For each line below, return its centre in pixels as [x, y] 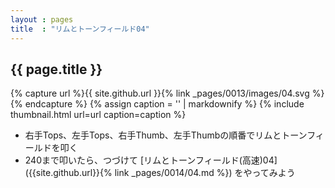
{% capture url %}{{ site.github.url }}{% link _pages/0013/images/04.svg [160, 93]
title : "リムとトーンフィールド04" [80, 29]
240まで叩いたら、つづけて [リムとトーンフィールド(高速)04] [151, 160]
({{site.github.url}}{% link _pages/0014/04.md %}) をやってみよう [160, 173]
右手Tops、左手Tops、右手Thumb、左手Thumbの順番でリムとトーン [166, 135]
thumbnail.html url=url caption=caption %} [98, 115]
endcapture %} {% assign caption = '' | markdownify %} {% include [164, 104]
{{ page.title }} [56, 69]
